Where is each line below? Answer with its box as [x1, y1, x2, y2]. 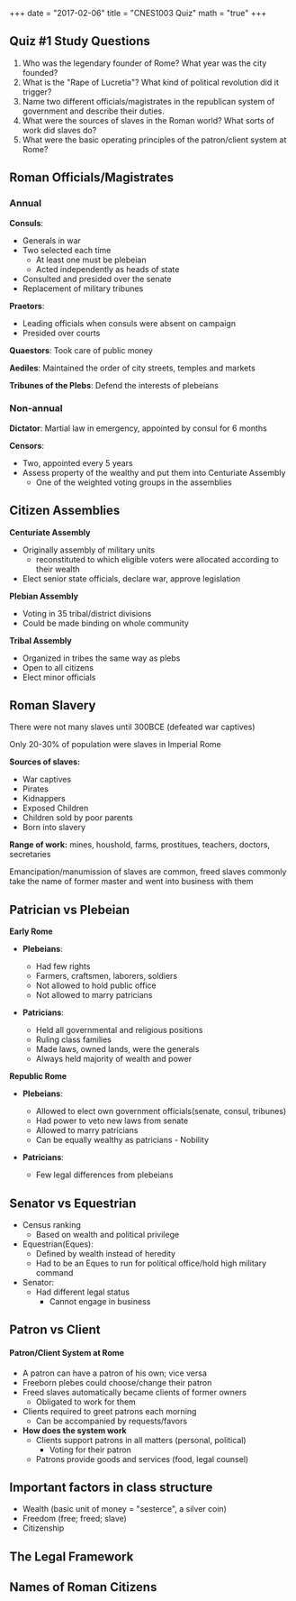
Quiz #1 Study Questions [9, 33, 151, 49]
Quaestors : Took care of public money [9, 344, 153, 355]
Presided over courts [22, 327, 101, 338]
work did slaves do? [22, 124, 97, 135]
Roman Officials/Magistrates [9, 170, 174, 186]
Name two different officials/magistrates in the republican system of [22, 96, 275, 106]
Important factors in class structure [9, 1480, 213, 1496]
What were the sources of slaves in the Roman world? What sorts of [22, 114, 274, 125]
